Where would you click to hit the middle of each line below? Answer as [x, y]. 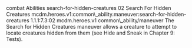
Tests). [14, 39]
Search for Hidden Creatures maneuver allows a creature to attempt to [92, 27]
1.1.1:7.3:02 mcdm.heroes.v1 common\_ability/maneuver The [102, 20]
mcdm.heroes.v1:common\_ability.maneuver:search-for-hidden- [109, 14]
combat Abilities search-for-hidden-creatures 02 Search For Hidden [89, 8]
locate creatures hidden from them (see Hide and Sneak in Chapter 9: [91, 33]
